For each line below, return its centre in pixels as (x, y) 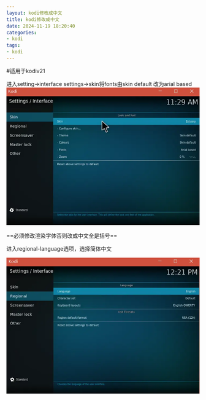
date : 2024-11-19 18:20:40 (41, 26)
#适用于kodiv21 (26, 71)
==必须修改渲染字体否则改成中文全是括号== (62, 236)
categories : (21, 33)
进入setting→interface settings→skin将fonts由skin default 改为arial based (99, 84)
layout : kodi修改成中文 (34, 13)
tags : (13, 45)
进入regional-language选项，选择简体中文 (59, 249)
